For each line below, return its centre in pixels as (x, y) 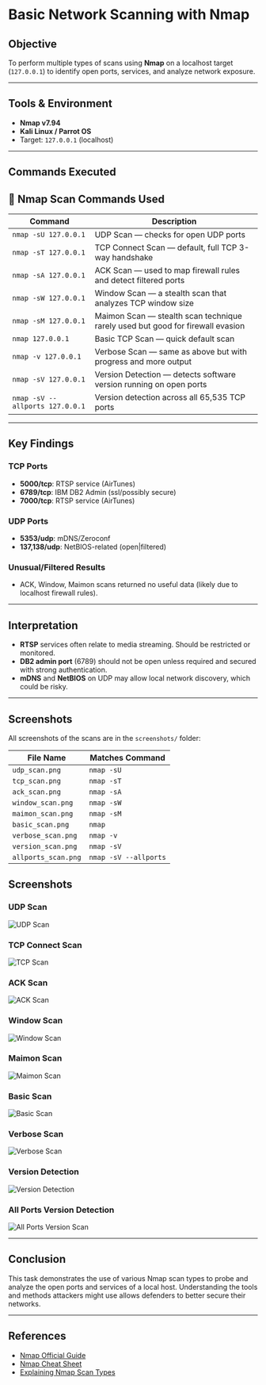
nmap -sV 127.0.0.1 (49, 380)
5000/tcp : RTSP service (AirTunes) (78, 483)
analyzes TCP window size (144, 303)
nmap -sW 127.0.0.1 (49, 298)
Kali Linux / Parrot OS (55, 131)
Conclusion (37, 1259)
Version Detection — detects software (165, 374)
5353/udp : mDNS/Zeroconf (65, 538)
